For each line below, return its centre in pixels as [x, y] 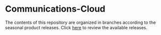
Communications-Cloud [55, 9]
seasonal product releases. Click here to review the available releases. [76, 27]
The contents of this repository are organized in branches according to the [80, 22]
